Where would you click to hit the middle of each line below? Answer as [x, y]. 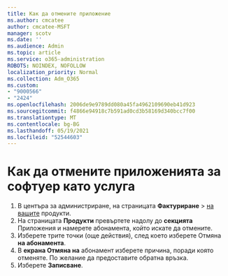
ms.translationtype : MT [42, 117]
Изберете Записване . [50, 266]
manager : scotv [29, 33]
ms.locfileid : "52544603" [45, 137]
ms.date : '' [24, 40]
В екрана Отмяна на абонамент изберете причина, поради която [115, 250]
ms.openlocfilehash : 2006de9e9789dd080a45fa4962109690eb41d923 [101, 105]
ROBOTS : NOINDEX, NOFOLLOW [47, 66]
